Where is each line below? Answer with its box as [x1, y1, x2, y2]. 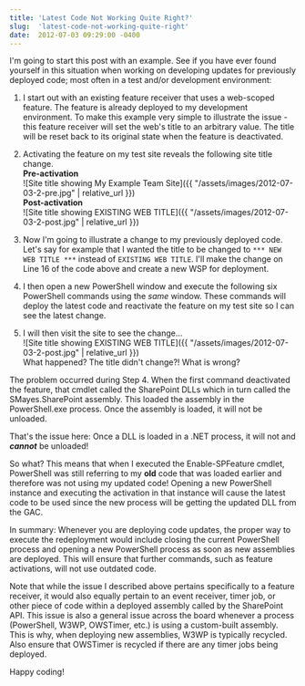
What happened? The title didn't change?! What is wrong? [22, 357, 241, 368]
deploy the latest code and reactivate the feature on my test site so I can [22, 300, 295, 311]
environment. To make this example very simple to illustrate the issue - [22, 111, 289, 123]
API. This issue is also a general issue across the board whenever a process [9, 610, 294, 621]
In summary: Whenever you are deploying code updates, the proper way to [9, 525, 291, 535]
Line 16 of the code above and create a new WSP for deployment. [22, 264, 269, 275]
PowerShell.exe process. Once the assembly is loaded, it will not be [9, 403, 263, 415]
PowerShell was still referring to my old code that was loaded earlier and [9, 468, 282, 479]
